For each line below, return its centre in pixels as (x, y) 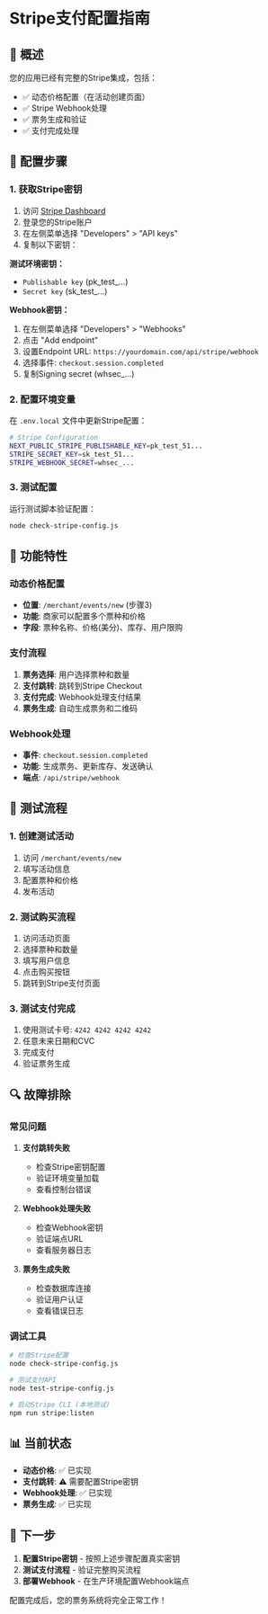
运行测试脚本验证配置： (53, 508)
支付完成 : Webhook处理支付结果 (82, 697)
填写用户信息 (46, 960)
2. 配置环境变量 (43, 399)
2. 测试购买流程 (43, 916)
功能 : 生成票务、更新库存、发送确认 (88, 766)
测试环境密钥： (37, 263)
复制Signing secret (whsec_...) (78, 373)
